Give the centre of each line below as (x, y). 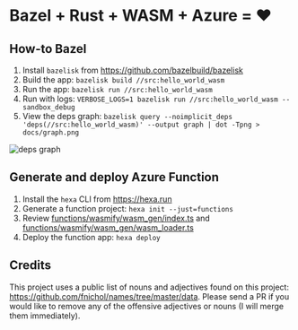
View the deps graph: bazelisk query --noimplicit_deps (127, 116)
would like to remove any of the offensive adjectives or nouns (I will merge (147, 306)
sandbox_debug (48, 108)
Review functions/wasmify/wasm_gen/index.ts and (116, 218)
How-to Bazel (48, 49)
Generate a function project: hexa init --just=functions (127, 208)
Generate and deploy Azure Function (114, 177)
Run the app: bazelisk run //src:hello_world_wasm (117, 89)
